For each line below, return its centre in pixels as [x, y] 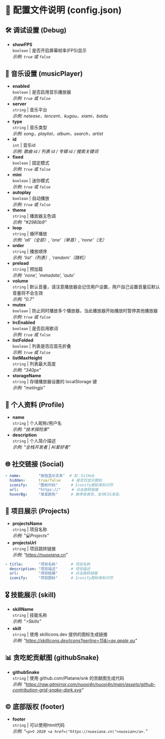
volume [20, 281]
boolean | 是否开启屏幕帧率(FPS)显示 [49, 50]
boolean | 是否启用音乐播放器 [42, 92]
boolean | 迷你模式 [31, 180]
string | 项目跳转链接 [34, 548]
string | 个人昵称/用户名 [37, 423]
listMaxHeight [27, 358]
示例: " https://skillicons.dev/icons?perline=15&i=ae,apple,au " [75, 640]
